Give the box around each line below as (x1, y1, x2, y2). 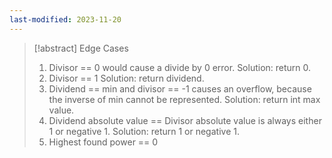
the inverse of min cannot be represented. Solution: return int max (48, 93, 321, 105)
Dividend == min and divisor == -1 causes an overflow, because (48, 82, 312, 95)
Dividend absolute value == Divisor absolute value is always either (48, 114, 322, 126)
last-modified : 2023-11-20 (9, 14, 122, 25)
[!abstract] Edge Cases (33, 42, 129, 54)
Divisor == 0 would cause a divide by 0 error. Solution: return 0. (48, 61, 312, 73)
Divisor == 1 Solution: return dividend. (48, 72, 205, 84)
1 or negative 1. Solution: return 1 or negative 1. (48, 125, 240, 137)
